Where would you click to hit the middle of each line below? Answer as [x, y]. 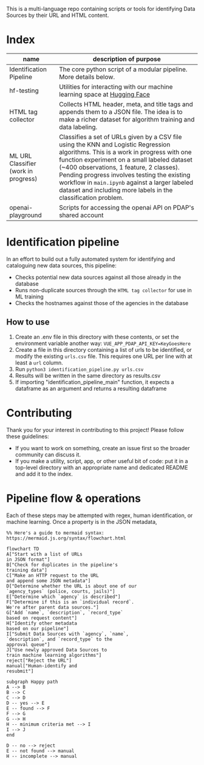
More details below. [87, 77]
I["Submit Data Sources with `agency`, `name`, [68, 634]
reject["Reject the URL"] [39, 660]
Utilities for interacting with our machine [116, 86]
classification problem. [91, 197]
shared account [81, 215]
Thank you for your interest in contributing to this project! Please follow [95, 430]
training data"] [27, 570]
